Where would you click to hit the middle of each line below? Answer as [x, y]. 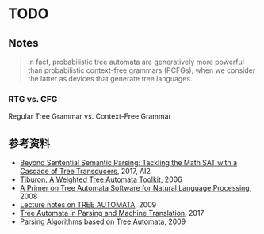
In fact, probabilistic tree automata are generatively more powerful [136, 62]
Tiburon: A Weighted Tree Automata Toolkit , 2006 [101, 179]
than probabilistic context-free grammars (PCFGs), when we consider [142, 70]
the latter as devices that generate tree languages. [110, 79]
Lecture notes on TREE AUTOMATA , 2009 [88, 205]
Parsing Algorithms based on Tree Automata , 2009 [103, 221]
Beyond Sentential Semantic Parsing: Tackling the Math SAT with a [128, 163]
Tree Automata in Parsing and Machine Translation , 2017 [112, 213]
